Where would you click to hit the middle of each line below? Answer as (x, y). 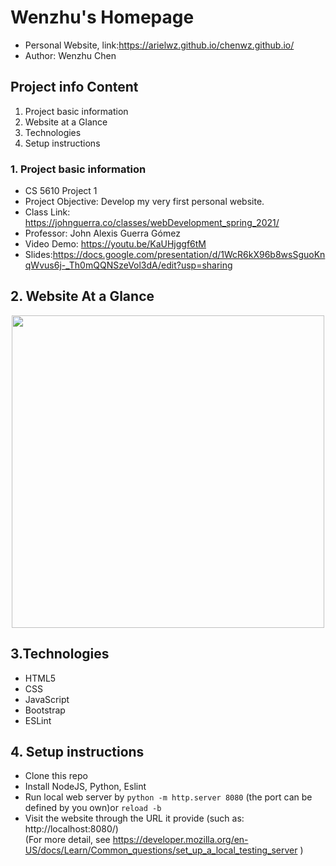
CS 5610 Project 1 (61, 191)
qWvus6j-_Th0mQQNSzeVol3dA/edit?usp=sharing (128, 265)
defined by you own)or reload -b (93, 808)
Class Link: (47, 212)
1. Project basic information (78, 169)
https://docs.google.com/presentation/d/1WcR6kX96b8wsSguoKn (189, 255)
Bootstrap (45, 710)
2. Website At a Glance (82, 296)
